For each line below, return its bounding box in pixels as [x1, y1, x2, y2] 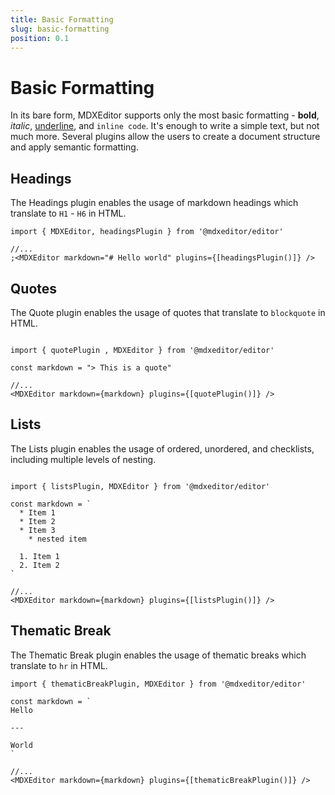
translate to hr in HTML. [10, 659, 108, 671]
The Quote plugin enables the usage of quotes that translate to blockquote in [10, 306, 326, 318]
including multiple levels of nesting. [10, 453, 157, 465]
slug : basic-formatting [10, 24, 110, 34]
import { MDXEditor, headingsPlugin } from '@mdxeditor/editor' [10, 227, 284, 237]
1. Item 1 [19, 551, 60, 561]
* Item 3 [19, 525, 56, 535]
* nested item [28, 534, 87, 544]
